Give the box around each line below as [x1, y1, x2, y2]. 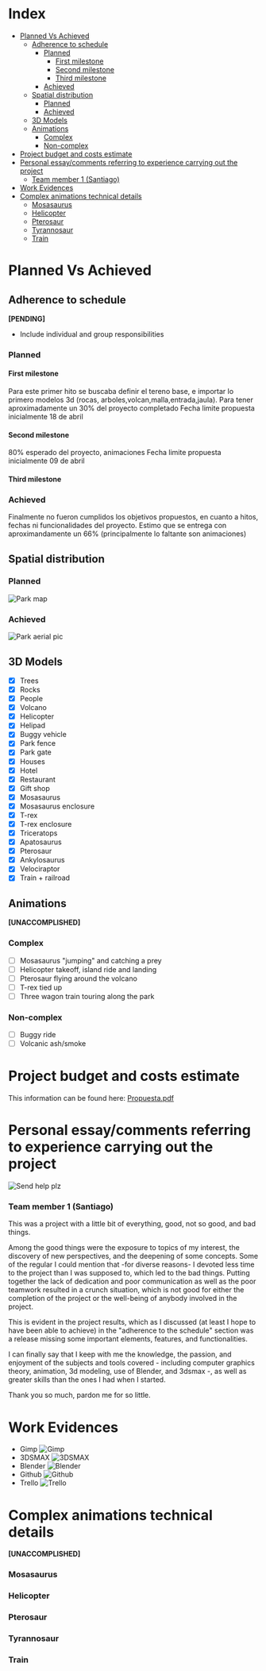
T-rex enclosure [19, 819, 72, 828]
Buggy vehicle [19, 730, 67, 739]
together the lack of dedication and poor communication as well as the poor [8, 1276, 256, 1287]
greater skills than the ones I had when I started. [8, 1375, 166, 1384]
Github [19, 1470, 42, 1480]
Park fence [19, 739, 56, 748]
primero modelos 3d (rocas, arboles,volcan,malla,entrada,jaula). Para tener [8, 395, 254, 405]
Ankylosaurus [19, 855, 65, 865]
